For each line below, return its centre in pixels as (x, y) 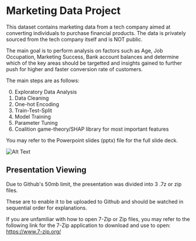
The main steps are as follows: (43, 81)
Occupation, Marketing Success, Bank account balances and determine (92, 57)
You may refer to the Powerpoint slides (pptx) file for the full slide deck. (92, 140)
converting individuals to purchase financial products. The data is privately (96, 33)
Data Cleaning (32, 98)
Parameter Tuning (36, 123)
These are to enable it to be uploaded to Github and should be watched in (95, 201)
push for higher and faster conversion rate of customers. (75, 69)
